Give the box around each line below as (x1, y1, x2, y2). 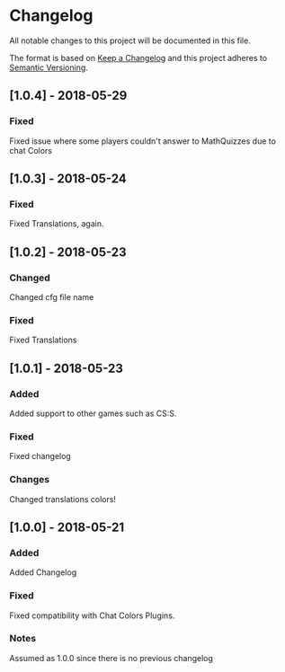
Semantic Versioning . (9, 62, 88, 73)
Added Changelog (9, 567, 77, 578)
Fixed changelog (9, 451, 72, 462)
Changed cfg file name (9, 292, 94, 302)
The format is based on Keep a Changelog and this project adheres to (9, 52, 268, 63)
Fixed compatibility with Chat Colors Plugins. (9, 610, 175, 621)
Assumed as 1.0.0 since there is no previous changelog (9, 652, 214, 663)
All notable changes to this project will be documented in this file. (9, 35, 252, 46)
